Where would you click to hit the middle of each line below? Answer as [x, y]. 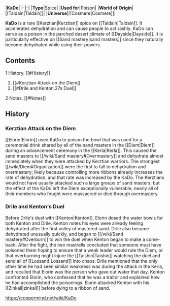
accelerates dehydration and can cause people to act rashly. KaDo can [79, 28]
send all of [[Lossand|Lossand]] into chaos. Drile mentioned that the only [81, 261]
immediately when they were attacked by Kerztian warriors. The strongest [82, 161]
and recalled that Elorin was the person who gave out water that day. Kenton [85, 271]
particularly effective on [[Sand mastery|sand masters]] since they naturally [84, 39]
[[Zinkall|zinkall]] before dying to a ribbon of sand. [58, 288]
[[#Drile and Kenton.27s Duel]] [44, 88]
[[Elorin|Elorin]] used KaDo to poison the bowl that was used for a [74, 139]
